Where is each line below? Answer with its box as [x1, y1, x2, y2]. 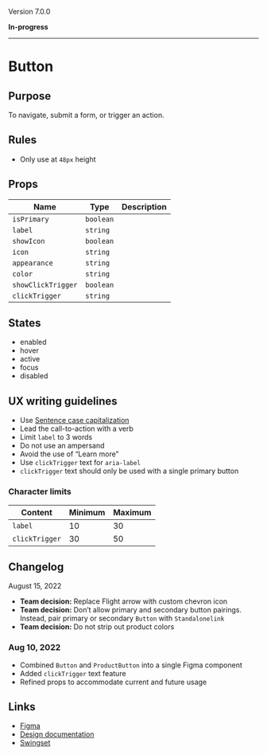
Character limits [8, 486, 72, 497]
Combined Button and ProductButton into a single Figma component [19, 660, 242, 670]
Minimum [68, 507, 106, 518]
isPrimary [12, 214, 49, 224]
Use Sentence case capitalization [19, 416, 130, 425]
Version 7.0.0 [8, 7, 51, 16]
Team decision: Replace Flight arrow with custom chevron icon [19, 597, 228, 606]
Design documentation [19, 730, 95, 739]
